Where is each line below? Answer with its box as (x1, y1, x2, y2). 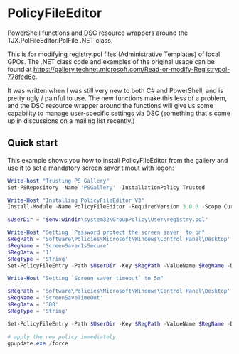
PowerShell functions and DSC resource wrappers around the (7, 28, 188, 37)
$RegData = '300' (7, 301, 59, 308)
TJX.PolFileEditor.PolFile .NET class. (7, 36, 113, 44)
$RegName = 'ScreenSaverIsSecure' (7, 242, 110, 250)
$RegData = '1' (7, 249, 53, 256)
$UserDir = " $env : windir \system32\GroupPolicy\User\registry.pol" (7, 216, 208, 223)
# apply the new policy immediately (7, 333, 116, 340)
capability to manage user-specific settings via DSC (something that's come (7, 109, 231, 117)
